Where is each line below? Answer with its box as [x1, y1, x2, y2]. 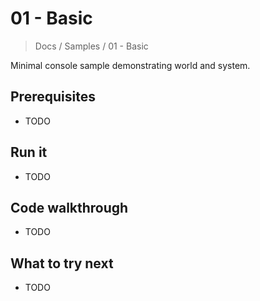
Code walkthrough [10, 199, 129, 216]
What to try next [10, 255, 114, 272]
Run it [10, 144, 48, 161]
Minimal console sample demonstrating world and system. [10, 59, 251, 71]
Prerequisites [10, 88, 96, 106]
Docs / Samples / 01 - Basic [34, 40, 149, 52]
